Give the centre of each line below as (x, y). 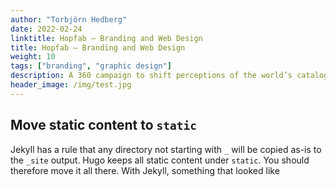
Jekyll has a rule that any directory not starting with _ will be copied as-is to (166, 149)
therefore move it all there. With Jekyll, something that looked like (145, 170)
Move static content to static (104, 125)
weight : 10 (33, 57)
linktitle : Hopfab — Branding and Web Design (106, 38)
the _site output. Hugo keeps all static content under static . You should (160, 160)
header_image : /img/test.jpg (71, 85)
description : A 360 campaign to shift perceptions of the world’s (151, 76)
